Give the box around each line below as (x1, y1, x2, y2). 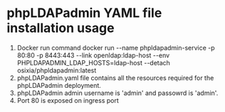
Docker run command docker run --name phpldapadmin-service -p (16, 43, 215, 52)
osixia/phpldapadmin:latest (16, 66, 97, 74)
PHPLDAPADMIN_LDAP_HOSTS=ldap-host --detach (16, 58, 170, 67)
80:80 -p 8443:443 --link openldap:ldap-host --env (16, 51, 170, 60)
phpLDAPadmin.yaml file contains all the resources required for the (16, 73, 214, 82)
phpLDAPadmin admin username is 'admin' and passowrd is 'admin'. (16, 89, 219, 97)
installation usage (6, 20, 115, 36)
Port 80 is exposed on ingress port (16, 96, 119, 104)
